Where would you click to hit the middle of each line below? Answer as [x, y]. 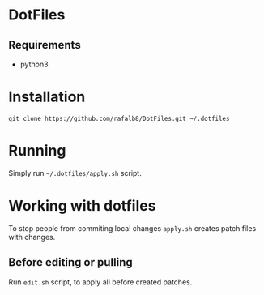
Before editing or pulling [70, 262]
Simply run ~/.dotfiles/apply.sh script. [75, 173]
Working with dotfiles [82, 206]
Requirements [45, 45]
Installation [47, 97]
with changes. [32, 237]
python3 [34, 64]
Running [37, 151]
